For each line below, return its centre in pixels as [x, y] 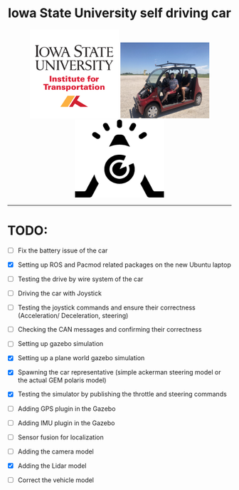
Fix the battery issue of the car [63, 250]
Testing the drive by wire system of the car [80, 279]
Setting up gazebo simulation [60, 344]
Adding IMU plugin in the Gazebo [66, 423]
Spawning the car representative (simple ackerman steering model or [119, 372]
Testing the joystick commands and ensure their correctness [106, 307]
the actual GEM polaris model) [62, 380]
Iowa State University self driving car [119, 13]
